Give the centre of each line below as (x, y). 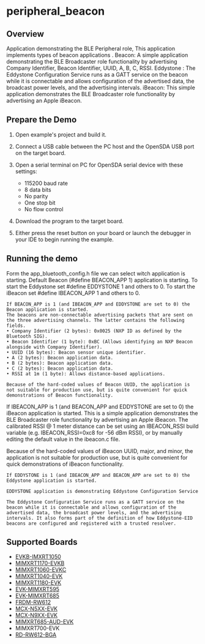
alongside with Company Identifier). (54, 347)
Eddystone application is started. (52, 481)
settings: (26, 171)
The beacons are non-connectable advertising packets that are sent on (99, 315)
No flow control (44, 209)
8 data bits (38, 189)
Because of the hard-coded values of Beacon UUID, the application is (98, 384)
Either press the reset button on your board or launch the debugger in (103, 233)
